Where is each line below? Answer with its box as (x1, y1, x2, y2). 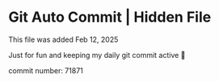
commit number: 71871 (8, 65, 83, 76)
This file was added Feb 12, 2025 (8, 35, 119, 44)
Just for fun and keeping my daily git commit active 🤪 (8, 50, 186, 59)
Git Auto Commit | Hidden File (8, 8, 212, 27)
